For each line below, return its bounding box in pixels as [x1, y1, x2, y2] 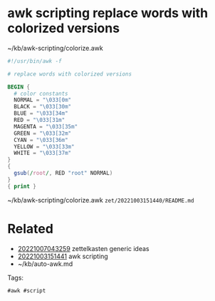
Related [7, 220, 53, 237]
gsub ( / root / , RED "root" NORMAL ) [14, 170, 113, 177]
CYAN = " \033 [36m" [14, 136, 69, 143]
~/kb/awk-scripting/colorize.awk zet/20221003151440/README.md [7, 195, 194, 204]
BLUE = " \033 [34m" [14, 110, 69, 117]
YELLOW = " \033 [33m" [14, 143, 75, 150]
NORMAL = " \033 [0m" [14, 96, 72, 104]
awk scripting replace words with [7, 5, 209, 21]
